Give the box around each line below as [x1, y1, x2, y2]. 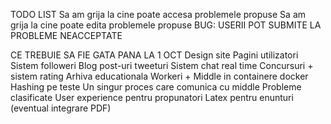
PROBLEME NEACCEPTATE [10, 30, 123, 41]
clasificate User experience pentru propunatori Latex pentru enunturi [10, 92, 294, 103]
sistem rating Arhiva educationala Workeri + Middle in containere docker [10, 70, 309, 82]
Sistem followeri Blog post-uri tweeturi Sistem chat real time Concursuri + [10, 60, 314, 71]
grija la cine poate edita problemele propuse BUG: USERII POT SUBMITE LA [10, 19, 322, 31]
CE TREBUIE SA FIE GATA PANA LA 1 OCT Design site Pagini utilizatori [10, 49, 299, 61]
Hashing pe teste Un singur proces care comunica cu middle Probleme [10, 81, 302, 93]
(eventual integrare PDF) [10, 102, 112, 114]
